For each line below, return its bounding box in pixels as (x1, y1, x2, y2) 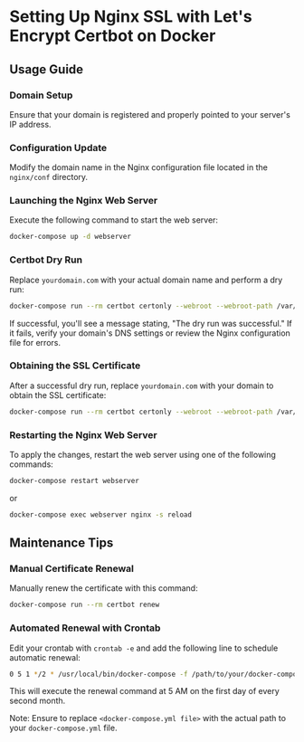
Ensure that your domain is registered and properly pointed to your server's (9, 109, 291, 119)
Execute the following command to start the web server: (9, 214, 219, 225)
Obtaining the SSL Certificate (9, 359, 141, 372)
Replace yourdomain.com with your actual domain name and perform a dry (9, 274, 283, 285)
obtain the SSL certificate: (9, 389, 107, 400)
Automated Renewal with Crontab (9, 622, 161, 634)
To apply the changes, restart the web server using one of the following (9, 449, 276, 460)
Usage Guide (9, 62, 84, 77)
